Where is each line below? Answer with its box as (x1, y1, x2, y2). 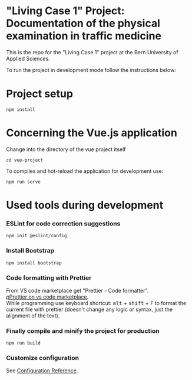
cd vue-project (6, 157, 44, 163)
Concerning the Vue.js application (6, 126, 178, 140)
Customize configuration (6, 354, 80, 362)
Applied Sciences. (6, 55, 50, 62)
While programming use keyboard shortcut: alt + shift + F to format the (6, 299, 187, 306)
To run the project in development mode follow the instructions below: (6, 66, 177, 73)
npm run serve (6, 179, 41, 185)
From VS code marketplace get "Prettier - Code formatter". (6, 287, 149, 294)
